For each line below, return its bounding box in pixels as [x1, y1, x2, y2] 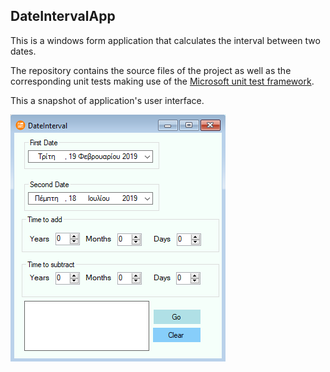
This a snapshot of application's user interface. [10, 94, 205, 106]
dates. [10, 45, 37, 57]
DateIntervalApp [10, 8, 116, 25]
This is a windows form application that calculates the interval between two [10, 34, 321, 46]
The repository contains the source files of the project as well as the [10, 64, 292, 76]
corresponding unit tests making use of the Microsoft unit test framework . [10, 75, 315, 87]
